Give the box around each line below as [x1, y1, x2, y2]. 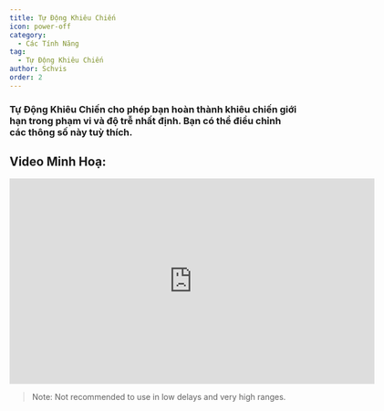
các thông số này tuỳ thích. [9, 125, 133, 138]
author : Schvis [9, 65, 67, 74]
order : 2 [9, 73, 43, 82]
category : [9, 30, 47, 39]
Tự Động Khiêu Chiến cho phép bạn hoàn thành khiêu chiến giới [9, 102, 297, 115]
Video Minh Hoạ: [9, 154, 107, 170]
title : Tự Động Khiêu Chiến [9, 13, 117, 23]
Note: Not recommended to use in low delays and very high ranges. [31, 392, 286, 403]
